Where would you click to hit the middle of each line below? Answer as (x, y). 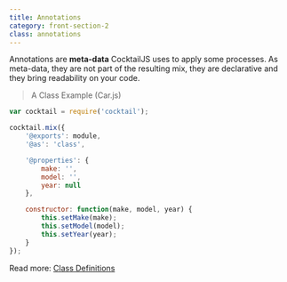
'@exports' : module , (63, 136)
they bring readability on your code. (75, 78)
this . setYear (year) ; (79, 234)
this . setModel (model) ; (83, 226)
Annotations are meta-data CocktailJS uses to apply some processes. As (143, 60)
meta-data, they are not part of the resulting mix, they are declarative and (143, 68)
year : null (61, 185)
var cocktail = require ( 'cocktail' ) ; (79, 112)
